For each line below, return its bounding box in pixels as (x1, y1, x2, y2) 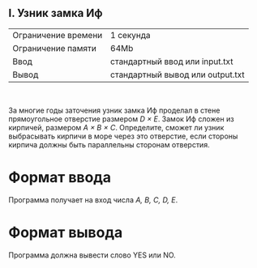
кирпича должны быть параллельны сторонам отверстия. (8, 139, 210, 149)
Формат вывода (8, 223, 123, 241)
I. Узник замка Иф (8, 6, 103, 20)
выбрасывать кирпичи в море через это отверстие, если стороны (8, 131, 238, 141)
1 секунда (110, 29, 152, 40)
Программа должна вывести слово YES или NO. (8, 250, 176, 260)
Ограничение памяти (12, 42, 97, 53)
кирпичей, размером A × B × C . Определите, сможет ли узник (8, 122, 225, 132)
